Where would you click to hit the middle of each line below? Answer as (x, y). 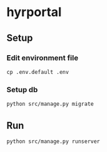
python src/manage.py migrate (50, 104)
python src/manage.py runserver (53, 141)
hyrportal (34, 12)
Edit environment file (42, 58)
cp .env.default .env (38, 72)
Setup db (22, 89)
